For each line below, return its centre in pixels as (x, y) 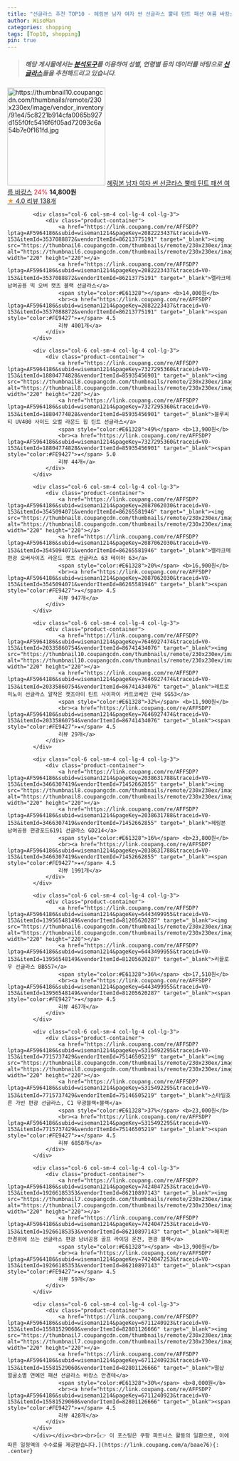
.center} (20, 1451)
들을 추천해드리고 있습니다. (79, 73)
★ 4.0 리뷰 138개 (32, 201)
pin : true (22, 41)
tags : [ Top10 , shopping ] (44, 34)
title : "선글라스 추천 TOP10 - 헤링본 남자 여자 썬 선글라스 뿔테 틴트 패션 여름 (112, 14)
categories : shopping (39, 27)
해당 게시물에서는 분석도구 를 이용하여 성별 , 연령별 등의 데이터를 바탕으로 (123, 64)
